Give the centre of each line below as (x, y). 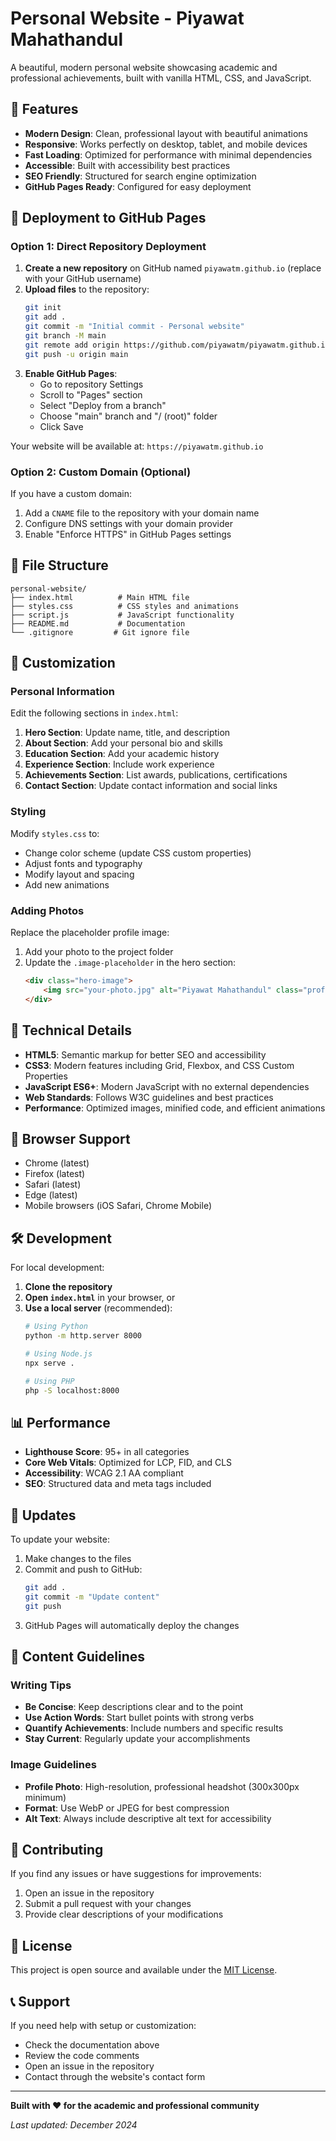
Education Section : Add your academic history (122, 754)
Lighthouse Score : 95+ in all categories (107, 1452)
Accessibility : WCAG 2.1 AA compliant (104, 1473)
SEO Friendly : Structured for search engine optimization (140, 176)
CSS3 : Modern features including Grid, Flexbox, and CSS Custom (159, 1065)
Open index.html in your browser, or (100, 1298)
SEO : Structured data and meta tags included (118, 1484)
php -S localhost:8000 (72, 1390)
